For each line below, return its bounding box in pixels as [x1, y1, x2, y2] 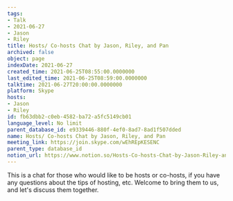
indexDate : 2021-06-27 [7, 62, 73, 69]
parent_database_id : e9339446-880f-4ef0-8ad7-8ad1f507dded [7, 126, 182, 133]
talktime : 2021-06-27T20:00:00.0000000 [7, 81, 123, 88]
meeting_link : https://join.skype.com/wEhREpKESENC [7, 139, 159, 146]
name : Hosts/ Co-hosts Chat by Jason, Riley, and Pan [7, 132, 166, 139]
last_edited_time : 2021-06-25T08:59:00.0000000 [7, 74, 148, 82]
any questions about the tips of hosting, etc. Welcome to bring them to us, [7, 178, 219, 186]
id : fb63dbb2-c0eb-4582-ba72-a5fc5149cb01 [7, 113, 132, 120]
